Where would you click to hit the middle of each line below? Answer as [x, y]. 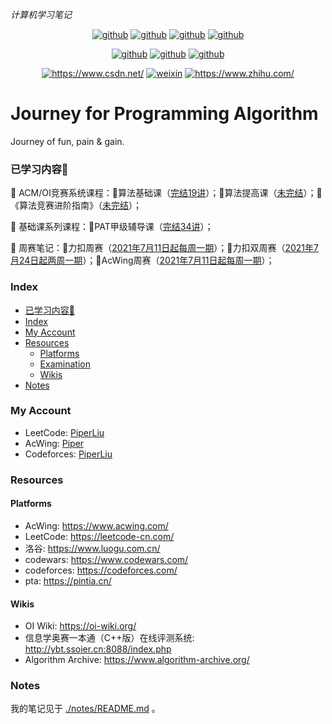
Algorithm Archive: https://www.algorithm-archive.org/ [137, 660]
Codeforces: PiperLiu [68, 454]
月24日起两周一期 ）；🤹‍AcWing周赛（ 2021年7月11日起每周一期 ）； [142, 260]
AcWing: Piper [54, 443]
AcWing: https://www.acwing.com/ [96, 525]
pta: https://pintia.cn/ [68, 580]
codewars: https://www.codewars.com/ [106, 559]
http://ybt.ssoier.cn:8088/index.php [98, 649]
